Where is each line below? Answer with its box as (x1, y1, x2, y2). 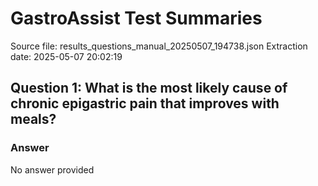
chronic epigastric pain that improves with (10, 95, 280, 112)
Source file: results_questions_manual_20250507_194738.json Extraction (10, 40, 308, 52)
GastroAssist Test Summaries (10, 7, 263, 30)
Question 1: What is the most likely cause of (10, 80, 288, 97)
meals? (10, 111, 57, 128)
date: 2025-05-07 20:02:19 (10, 50, 123, 62)
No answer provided (10, 163, 95, 176)
